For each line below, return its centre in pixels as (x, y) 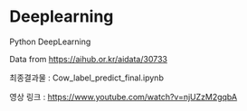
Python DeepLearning (50, 42)
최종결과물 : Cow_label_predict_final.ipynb (87, 78)
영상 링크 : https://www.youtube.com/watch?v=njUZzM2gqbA (123, 97)
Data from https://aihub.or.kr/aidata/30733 (88, 59)
